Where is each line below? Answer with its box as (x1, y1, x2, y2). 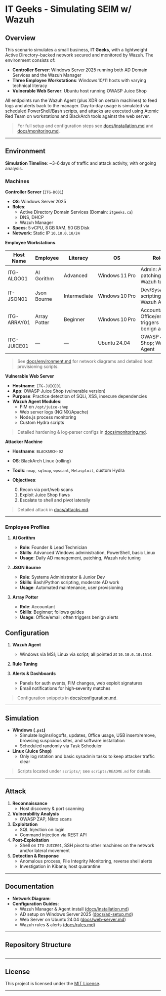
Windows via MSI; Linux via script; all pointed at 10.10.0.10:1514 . (19, 651, 153, 657)
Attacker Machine (5, 439, 43, 445)
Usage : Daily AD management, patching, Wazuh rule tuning (19, 555, 141, 561)
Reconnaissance (12, 800, 48, 806)
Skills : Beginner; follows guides (19, 609, 84, 615)
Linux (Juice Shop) (12, 748, 52, 754)
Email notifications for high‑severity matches (19, 685, 111, 691)
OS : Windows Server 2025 (12, 199, 67, 205)
